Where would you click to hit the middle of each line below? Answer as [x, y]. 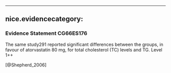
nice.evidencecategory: [44, 19]
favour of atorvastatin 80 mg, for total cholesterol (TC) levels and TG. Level [84, 50]
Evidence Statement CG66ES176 [46, 33]
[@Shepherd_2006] [26, 65]
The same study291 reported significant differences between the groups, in [84, 44]
